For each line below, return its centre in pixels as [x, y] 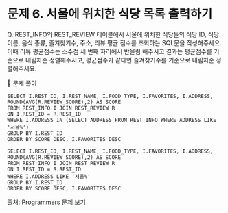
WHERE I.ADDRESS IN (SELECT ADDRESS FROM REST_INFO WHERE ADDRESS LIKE [112, 120]
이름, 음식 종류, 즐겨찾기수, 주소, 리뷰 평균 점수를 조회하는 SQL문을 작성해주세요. [114, 42]
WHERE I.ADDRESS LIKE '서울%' [49, 176]
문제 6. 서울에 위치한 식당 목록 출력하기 [110, 14]
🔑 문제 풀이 [22, 83]
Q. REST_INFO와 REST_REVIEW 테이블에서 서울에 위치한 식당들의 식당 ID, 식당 [113, 34]
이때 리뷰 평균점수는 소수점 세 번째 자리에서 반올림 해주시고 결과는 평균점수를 [110, 51]
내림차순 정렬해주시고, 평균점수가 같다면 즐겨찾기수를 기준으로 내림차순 [120, 60]
